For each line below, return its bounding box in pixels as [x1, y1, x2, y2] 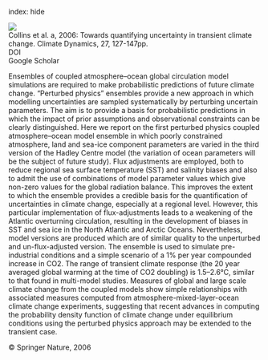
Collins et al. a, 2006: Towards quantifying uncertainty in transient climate [8, 30, 253, 39]
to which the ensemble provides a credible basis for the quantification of [8, 191, 249, 200]
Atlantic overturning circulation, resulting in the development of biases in [8, 216, 249, 225]
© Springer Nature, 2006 [8, 342, 91, 352]
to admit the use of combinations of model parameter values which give [8, 174, 246, 183]
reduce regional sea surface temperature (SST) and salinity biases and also [8, 165, 258, 175]
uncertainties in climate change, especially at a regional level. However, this [8, 200, 258, 208]
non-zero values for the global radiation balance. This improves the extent [8, 182, 254, 192]
